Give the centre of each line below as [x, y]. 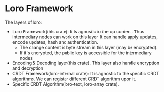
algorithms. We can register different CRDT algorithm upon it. [74, 79]
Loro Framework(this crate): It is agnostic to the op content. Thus [78, 31]
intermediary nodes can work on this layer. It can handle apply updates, [85, 37]
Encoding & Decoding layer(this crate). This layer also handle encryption [85, 63]
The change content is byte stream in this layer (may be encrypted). [88, 47]
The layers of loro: [24, 22]
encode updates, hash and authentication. [55, 42]
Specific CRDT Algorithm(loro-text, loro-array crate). [66, 84]
